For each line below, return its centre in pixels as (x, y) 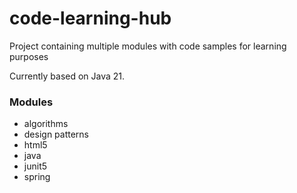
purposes (29, 56)
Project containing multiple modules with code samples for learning (148, 46)
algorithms (46, 124)
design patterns (56, 134)
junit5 (35, 166)
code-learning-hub (90, 18)
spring (37, 177)
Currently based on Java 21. (67, 76)
